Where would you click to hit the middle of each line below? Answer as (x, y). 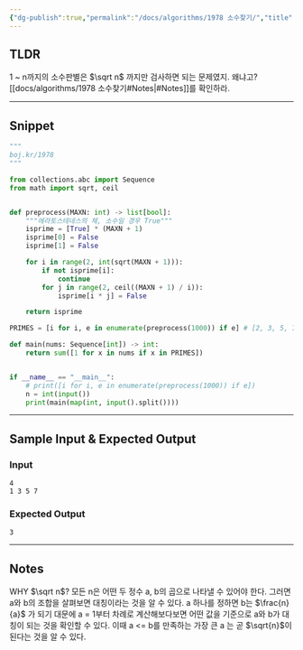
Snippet (32, 126)
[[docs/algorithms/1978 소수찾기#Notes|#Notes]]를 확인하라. (119, 88)
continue (74, 279)
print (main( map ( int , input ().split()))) (102, 403)
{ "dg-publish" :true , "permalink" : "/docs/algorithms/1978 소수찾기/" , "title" (151, 18)
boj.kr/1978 (32, 155)
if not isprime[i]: (78, 270)
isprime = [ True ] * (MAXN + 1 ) (84, 229)
